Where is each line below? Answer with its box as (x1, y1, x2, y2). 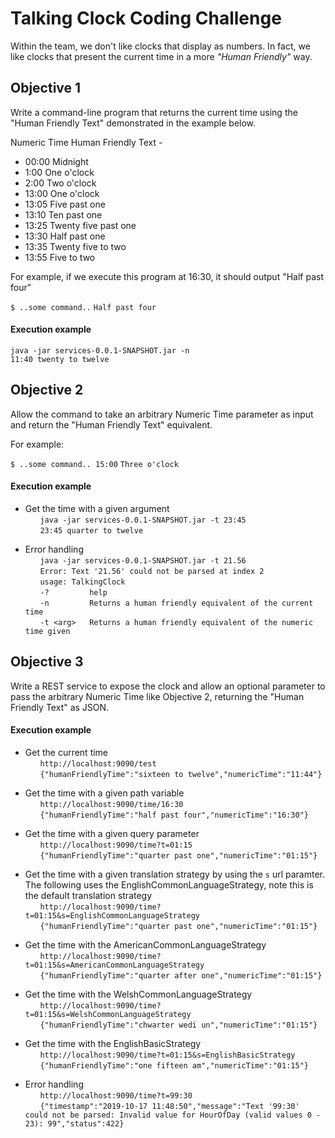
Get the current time (24, 746, 109, 758)
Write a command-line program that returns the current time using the (10, 106, 298, 118)
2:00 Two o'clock (24, 177, 97, 189)
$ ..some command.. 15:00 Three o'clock (10, 459, 179, 469)
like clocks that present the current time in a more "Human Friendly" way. (10, 50, 313, 62)
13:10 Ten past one (24, 208, 103, 221)
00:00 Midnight (24, 155, 89, 167)
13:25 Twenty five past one (24, 219, 137, 231)
